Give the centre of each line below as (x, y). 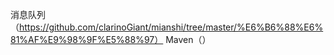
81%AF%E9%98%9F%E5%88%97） (87, 39)
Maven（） (188, 39)
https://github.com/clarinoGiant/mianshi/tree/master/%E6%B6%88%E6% (171, 27)
